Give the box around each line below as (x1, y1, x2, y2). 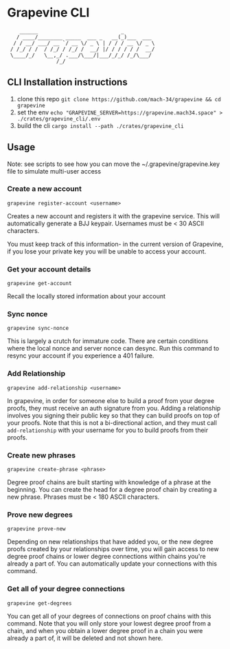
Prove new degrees (7, 510, 73, 519)
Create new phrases (7, 450, 76, 460)
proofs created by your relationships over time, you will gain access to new (7, 545, 219, 553)
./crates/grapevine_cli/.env (16, 115, 101, 122)
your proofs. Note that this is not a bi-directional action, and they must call (7, 418, 218, 426)
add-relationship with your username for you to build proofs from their (7, 426, 209, 434)
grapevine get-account (7, 280, 72, 287)
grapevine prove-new (7, 526, 67, 533)
